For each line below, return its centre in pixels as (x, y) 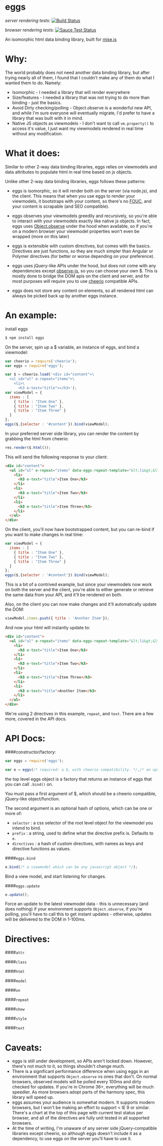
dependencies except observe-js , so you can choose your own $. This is (85, 271)
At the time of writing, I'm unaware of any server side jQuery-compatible (84, 1128)
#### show (15, 1009)
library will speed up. (33, 1097)
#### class (16, 962)
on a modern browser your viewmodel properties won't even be (76, 231)
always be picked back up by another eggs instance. (65, 295)
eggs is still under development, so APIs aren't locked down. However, (82, 1061)
